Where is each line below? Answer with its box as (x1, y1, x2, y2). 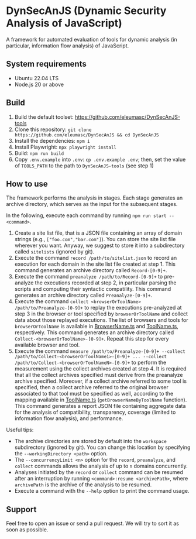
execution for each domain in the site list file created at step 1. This (14, 260, 176, 267)
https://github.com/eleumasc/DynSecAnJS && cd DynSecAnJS (14, 132, 159, 138)
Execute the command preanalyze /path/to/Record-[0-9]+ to (14, 273, 163, 280)
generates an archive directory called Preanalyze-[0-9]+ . (14, 291, 152, 299)
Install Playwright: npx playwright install (14, 143, 117, 150)
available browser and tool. (14, 341, 80, 349)
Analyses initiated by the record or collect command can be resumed (14, 469, 183, 476)
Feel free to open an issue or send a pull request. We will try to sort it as (6, 520, 180, 527)
